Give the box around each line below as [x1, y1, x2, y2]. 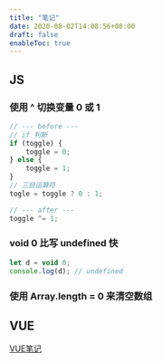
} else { [9, 156, 43, 165]
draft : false [9, 30, 59, 39]
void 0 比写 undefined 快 [9, 237, 119, 250]
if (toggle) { [9, 138, 63, 148]
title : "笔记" [9, 13, 61, 23]
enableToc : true [9, 38, 71, 48]
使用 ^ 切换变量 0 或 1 [9, 100, 100, 113]
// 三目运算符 [9, 181, 56, 190]
